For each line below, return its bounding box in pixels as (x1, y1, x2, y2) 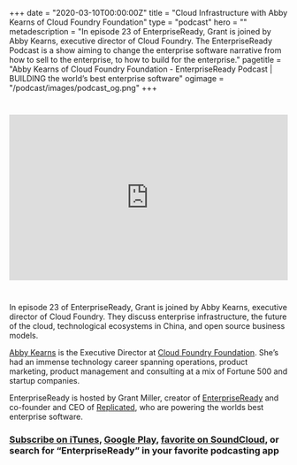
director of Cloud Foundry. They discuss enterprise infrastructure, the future (9, 311, 287, 322)
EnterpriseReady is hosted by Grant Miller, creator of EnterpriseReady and (9, 393, 279, 403)
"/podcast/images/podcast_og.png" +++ (9, 83, 157, 93)
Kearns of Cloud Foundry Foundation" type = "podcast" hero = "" (9, 17, 247, 27)
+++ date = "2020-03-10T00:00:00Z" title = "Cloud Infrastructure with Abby (9, 8, 288, 18)
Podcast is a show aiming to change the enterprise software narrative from (9, 45, 282, 56)
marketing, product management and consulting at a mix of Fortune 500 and (9, 366, 288, 377)
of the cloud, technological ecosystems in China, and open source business (9, 321, 286, 331)
